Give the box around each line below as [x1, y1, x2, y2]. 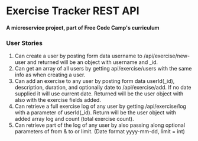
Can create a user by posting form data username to [14, 52, 143, 60]
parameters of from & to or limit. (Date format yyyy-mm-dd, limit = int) [14, 128, 185, 135]
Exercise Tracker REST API [6, 4, 140, 18]
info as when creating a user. [14, 71, 86, 78]
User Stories [6, 39, 43, 47]
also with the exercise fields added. [14, 97, 102, 104]
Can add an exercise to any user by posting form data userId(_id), [14, 78, 175, 85]
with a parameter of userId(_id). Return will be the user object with [14, 109, 176, 116]
